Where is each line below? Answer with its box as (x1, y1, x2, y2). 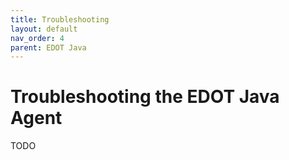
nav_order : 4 (10, 33, 65, 43)
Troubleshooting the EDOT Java (10, 86, 280, 108)
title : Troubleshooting (10, 14, 110, 25)
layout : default (10, 24, 78, 34)
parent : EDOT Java (10, 42, 87, 53)
